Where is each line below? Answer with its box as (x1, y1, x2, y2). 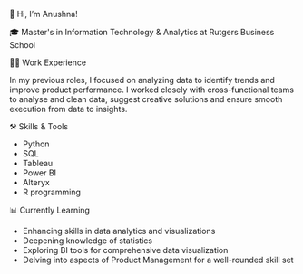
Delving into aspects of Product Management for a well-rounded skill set (22, 254, 294, 265)
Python (22, 138, 50, 149)
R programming (22, 186, 82, 197)
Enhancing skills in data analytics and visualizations (22, 226, 216, 236)
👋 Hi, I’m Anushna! (9, 9, 79, 19)
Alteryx (22, 177, 50, 187)
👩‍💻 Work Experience (9, 57, 87, 68)
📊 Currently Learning (9, 204, 91, 215)
